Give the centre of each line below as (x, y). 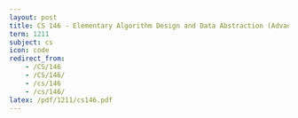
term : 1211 (29, 34)
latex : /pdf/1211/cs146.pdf (61, 100)
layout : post (33, 17)
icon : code (29, 51)
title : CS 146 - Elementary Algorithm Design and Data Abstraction (137, 26)
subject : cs (31, 42)
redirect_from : (37, 59)
